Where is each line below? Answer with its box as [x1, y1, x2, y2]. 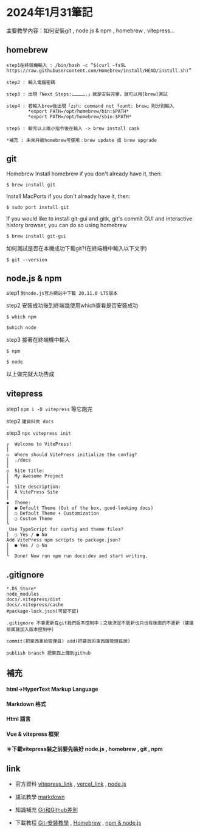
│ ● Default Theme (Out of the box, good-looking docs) [6, 505, 154, 512]
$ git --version [6, 256, 47, 263]
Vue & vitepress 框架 [6, 730, 60, 738]
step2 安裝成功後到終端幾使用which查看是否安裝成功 [6, 302, 139, 309]
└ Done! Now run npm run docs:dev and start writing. [6, 553, 148, 559]
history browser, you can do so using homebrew [6, 221, 128, 228]
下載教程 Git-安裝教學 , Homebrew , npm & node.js [15, 819, 142, 827]
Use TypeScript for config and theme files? [9, 526, 123, 533]
